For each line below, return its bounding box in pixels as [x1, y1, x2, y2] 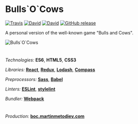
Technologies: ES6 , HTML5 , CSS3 [5, 57, 77, 63]
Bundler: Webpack [5, 96, 44, 102]
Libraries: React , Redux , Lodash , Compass [5, 66, 95, 73]
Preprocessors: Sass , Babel [5, 76, 63, 82]
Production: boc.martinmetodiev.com [5, 113, 85, 119]
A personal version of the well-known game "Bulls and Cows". [5, 29, 134, 35]
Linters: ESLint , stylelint [5, 86, 56, 92]
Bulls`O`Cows [5, 3, 64, 15]
